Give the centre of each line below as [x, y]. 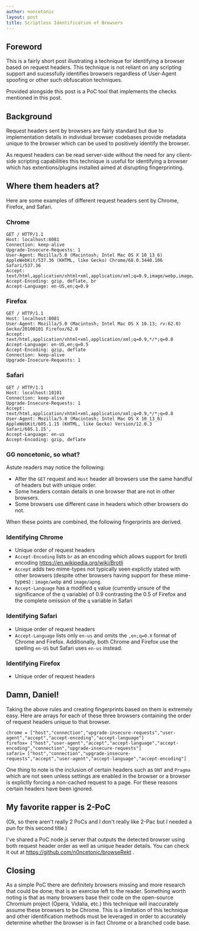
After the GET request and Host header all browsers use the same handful [103, 479]
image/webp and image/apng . [68, 582]
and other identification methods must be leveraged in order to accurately [96, 916]
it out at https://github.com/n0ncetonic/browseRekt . [70, 852]
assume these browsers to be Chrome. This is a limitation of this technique [97, 910]
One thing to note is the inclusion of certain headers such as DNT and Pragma [98, 769]
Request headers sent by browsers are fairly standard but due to [85, 131]
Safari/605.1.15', [29, 429]
